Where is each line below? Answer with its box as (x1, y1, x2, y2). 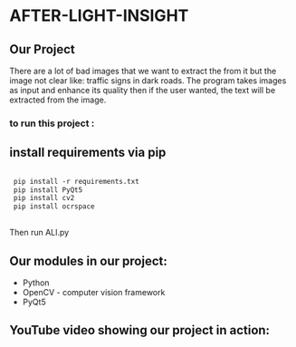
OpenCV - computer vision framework (22, 286, 166, 297)
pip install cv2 (13, 194, 75, 203)
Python (22, 277, 50, 288)
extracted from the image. (9, 94, 107, 105)
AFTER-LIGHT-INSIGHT (9, 5, 189, 26)
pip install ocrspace (13, 202, 95, 211)
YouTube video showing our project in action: (9, 323, 270, 338)
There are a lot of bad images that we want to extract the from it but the (9, 65, 277, 76)
